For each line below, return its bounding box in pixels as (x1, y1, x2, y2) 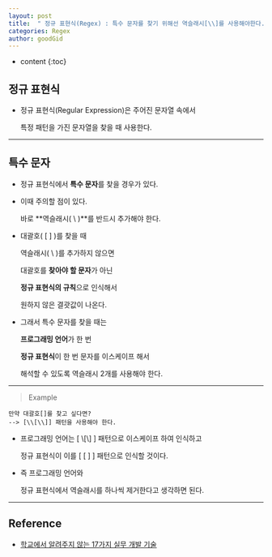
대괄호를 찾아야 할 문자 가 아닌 (19, 265, 113, 275)
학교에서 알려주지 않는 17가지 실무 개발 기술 (19, 539, 157, 549)
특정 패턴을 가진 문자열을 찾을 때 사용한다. (19, 122, 152, 132)
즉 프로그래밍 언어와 (19, 468, 83, 478)
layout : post (8, 11, 53, 20)
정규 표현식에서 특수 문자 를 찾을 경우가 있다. (19, 179, 159, 189)
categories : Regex (8, 27, 70, 35)
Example (28, 392, 58, 402)
